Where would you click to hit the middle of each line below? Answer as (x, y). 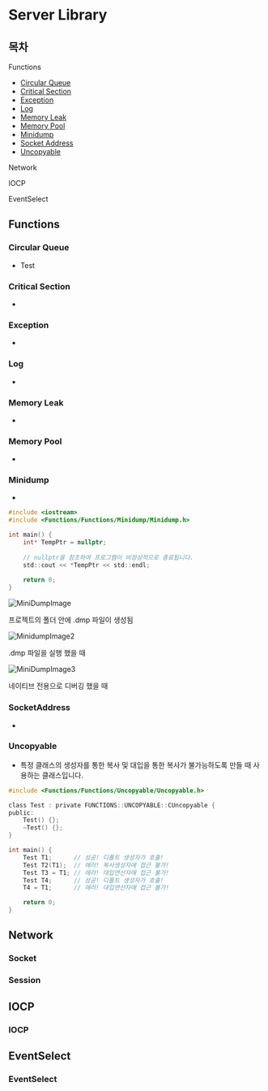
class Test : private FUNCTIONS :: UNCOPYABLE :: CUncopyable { (112, 805)
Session (25, 981)
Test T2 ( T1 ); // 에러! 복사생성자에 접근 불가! (96, 865)
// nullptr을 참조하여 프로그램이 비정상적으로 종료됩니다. (108, 557)
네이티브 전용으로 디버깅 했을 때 (58, 686)
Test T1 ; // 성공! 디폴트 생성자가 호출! (94, 857)
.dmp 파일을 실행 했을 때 (47, 653)
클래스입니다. (62, 775)
